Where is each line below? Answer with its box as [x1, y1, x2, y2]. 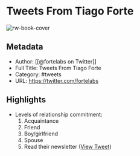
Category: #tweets [14, 71, 62, 78]
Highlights [6, 95, 46, 105]
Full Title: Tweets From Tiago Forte [14, 64, 101, 71]
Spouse [24, 136, 43, 143]
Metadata [6, 42, 43, 52]
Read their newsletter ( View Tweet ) [24, 143, 112, 150]
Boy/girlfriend [24, 130, 59, 137]
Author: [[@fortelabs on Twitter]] [14, 57, 97, 65]
